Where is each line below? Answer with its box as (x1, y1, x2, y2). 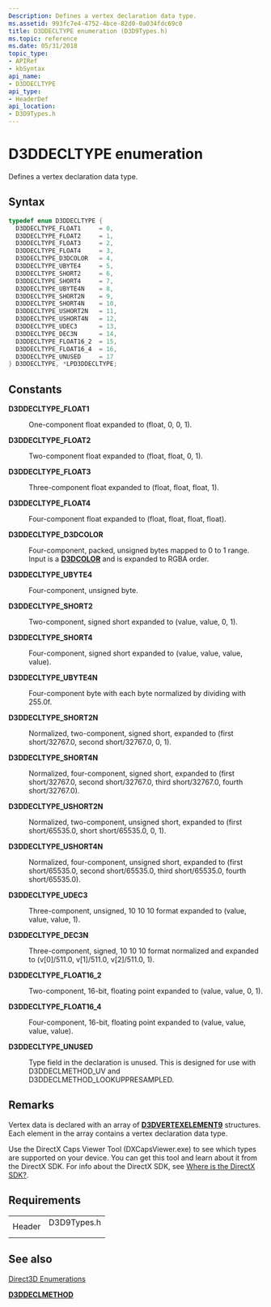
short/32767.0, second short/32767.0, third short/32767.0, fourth (28, 777, 243, 787)
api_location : (8, 102, 57, 110)
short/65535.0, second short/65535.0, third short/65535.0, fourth (28, 866, 247, 876)
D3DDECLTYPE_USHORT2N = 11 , (15, 307, 117, 316)
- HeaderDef (8, 95, 49, 103)
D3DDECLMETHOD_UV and (28, 1066, 121, 1076)
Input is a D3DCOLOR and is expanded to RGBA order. (28, 554, 210, 564)
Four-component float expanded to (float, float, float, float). (28, 514, 227, 524)
